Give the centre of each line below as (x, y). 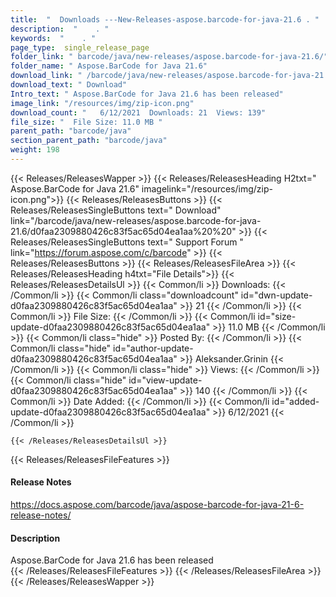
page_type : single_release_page (80, 47)
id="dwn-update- (276, 295)
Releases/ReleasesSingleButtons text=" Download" (116, 210)
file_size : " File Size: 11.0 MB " (86, 122)
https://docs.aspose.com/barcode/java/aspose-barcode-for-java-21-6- (157, 505)
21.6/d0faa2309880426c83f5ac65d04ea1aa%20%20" (123, 231)
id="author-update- (153, 348)
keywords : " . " (53, 38)
